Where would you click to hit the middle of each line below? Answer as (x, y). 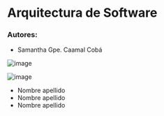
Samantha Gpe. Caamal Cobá (60, 50)
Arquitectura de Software (82, 13)
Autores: (22, 35)
